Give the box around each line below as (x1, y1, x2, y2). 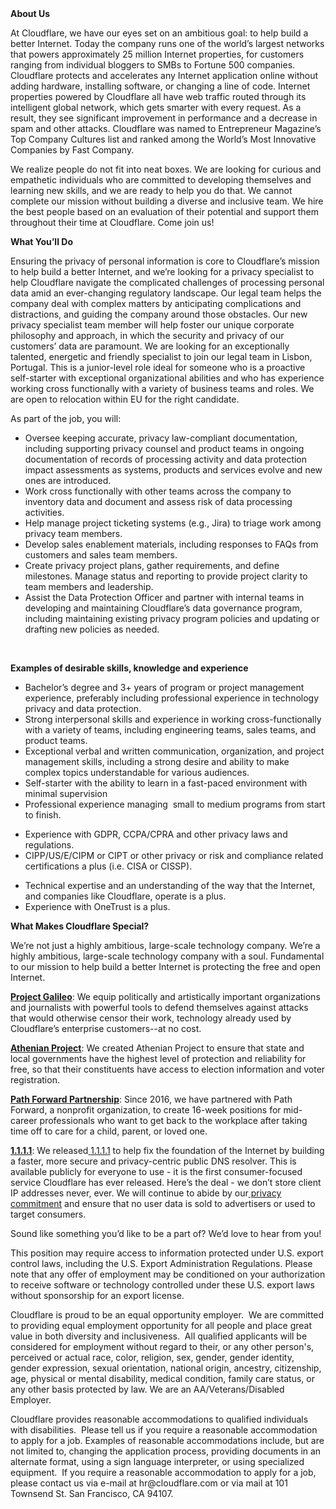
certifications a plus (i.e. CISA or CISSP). (24, 860, 193, 872)
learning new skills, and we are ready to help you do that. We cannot (10, 185, 293, 196)
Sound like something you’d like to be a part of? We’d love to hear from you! (10, 1228, 322, 1239)
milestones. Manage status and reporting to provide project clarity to (24, 570, 308, 582)
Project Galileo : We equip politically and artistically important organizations (10, 991, 321, 1002)
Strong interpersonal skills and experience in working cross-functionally (24, 713, 322, 725)
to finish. (24, 809, 62, 821)
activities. (24, 507, 65, 518)
